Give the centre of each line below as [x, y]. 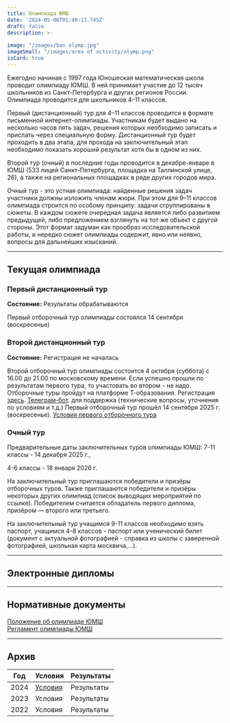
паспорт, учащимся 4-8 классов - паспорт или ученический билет [105, 531]
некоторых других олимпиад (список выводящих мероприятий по [104, 496]
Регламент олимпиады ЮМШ [50, 628]
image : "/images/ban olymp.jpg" [53, 45]
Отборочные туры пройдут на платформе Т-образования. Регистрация [111, 393]
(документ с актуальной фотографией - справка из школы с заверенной [113, 538]
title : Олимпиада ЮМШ [38, 13]
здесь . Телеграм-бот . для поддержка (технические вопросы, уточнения [113, 400]
